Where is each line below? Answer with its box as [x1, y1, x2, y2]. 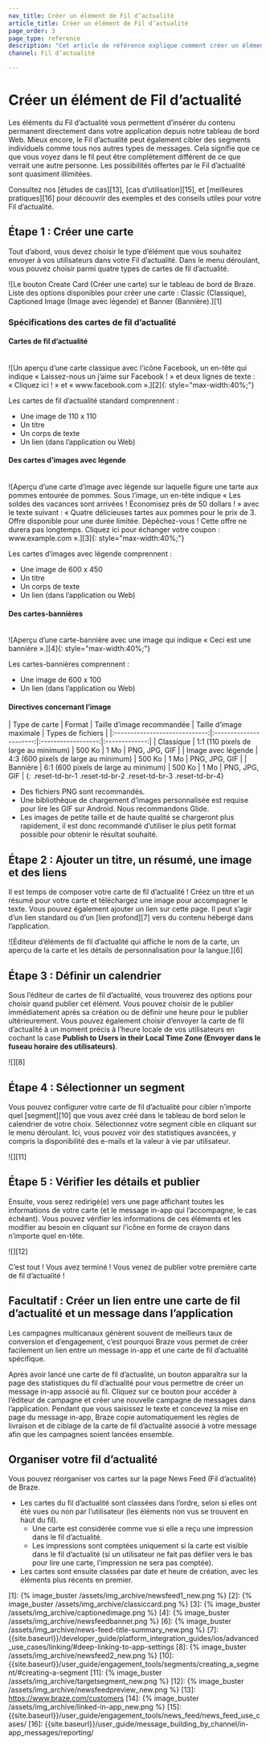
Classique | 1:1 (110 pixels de [157, 737, 252, 746]
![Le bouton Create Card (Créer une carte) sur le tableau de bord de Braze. [8, 279, 256, 289]
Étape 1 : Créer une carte [8, 225, 134, 239]
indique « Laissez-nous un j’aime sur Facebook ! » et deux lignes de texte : [8, 372, 256, 381]
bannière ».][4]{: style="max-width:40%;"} [8, 644, 151, 654]
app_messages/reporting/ [8, 1728, 94, 1738]
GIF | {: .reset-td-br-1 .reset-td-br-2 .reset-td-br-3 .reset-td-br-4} [8, 771, 224, 781]
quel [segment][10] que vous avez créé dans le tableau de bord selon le [8, 1110, 247, 1120]
